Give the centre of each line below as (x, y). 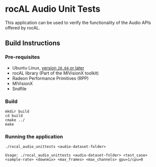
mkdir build (17, 111)
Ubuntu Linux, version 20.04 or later (48, 68)
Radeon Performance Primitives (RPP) (50, 78)
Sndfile (19, 89)
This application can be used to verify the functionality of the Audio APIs (78, 23)
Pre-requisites (22, 57)
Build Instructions (33, 43)
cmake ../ (15, 120)
